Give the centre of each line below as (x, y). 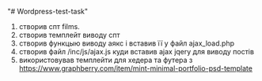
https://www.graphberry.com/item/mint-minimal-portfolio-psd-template (135, 68)
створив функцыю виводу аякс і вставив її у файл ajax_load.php (127, 43)
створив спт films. (49, 26)
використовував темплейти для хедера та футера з (106, 60)
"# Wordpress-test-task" (48, 11)
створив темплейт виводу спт (69, 35)
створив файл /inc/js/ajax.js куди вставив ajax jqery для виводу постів (137, 52)
